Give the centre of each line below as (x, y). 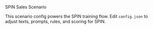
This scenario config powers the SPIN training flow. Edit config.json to (76, 16)
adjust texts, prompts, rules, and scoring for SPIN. (55, 22)
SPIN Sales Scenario (26, 7)
